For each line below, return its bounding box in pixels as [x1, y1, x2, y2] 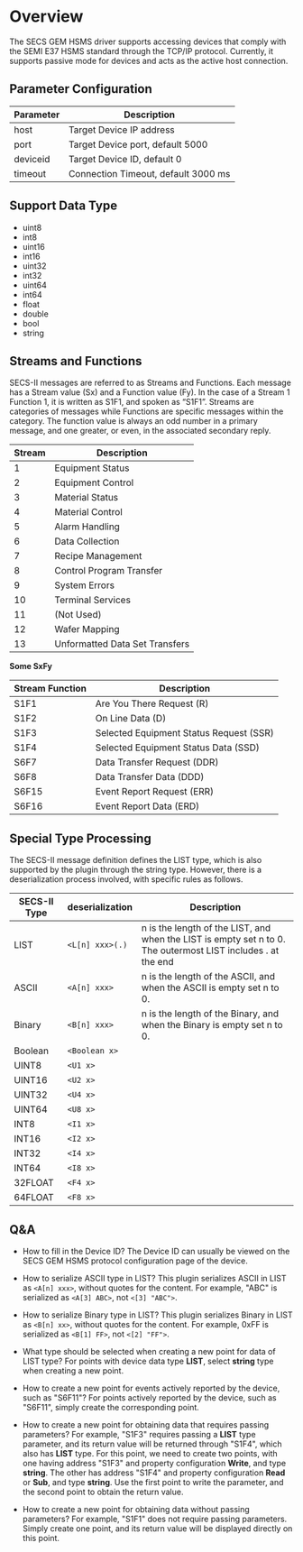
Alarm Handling [54, 520, 120, 533]
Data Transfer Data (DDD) [95, 771, 205, 784]
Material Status [54, 491, 119, 504]
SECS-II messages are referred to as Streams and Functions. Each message [9, 377, 291, 389]
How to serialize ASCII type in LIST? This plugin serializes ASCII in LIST [22, 1273, 287, 1283]
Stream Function [14, 683, 87, 695]
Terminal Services [54, 593, 131, 606]
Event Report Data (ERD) [95, 800, 200, 813]
